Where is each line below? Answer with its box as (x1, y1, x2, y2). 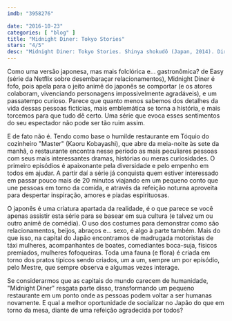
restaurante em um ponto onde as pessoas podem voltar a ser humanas (7, 291, 212, 300)
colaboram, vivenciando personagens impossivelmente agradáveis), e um (7, 89, 217, 98)
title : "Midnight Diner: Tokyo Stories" (7, 35, 126, 42)
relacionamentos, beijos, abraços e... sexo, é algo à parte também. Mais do (7, 226, 221, 235)
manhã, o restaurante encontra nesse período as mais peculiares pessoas (7, 147, 217, 155)
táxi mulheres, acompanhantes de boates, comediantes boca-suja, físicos (7, 241, 217, 249)
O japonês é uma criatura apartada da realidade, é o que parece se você (7, 205, 213, 212)
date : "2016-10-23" (7, 22, 64, 30)
